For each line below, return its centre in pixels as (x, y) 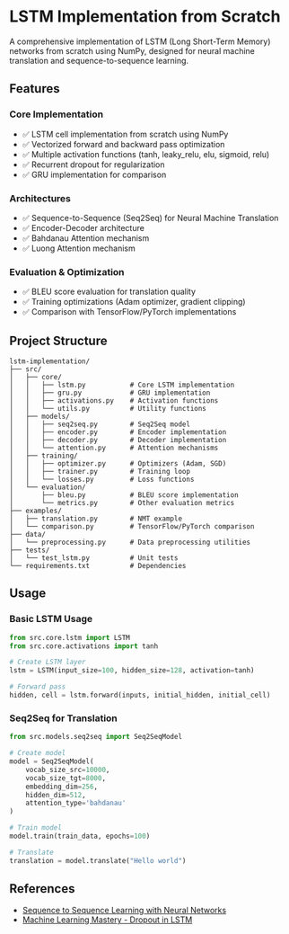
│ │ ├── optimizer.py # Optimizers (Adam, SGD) (118, 464)
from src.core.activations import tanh (84, 646)
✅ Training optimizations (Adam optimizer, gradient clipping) (134, 302)
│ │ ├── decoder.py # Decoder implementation (118, 440)
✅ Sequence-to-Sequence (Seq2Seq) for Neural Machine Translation (150, 218)
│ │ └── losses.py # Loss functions (102, 480)
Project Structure (58, 340)
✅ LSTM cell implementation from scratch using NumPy (125, 134)
